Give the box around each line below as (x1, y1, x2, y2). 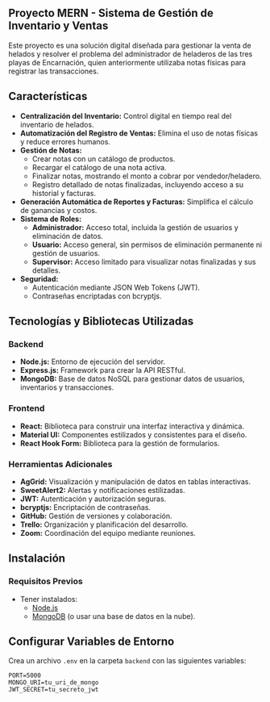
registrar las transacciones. (8, 66, 99, 76)
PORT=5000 (8, 671, 42, 680)
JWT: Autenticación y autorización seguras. (19, 494, 167, 504)
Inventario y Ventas (8, 19, 109, 33)
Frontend (8, 403, 45, 414)
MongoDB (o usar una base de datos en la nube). (31, 611, 196, 621)
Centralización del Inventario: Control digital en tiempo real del (19, 111, 232, 120)
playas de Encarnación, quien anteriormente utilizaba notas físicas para (8, 57, 246, 67)
